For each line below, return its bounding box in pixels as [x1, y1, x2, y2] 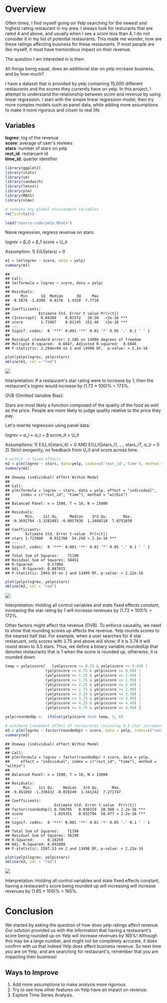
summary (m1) [5, 263, 30, 268]
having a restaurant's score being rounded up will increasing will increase [5, 883, 156, 889]
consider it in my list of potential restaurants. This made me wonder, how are [5, 36, 162, 42]
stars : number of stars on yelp [5, 145, 68, 151]
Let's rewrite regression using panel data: [5, 422, 90, 428]
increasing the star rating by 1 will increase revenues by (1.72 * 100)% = [5, 607, 153, 613]
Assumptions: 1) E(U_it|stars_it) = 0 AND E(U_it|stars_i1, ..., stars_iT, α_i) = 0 [5, 441, 160, 447]
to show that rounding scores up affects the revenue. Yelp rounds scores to [5, 628, 160, 634]
